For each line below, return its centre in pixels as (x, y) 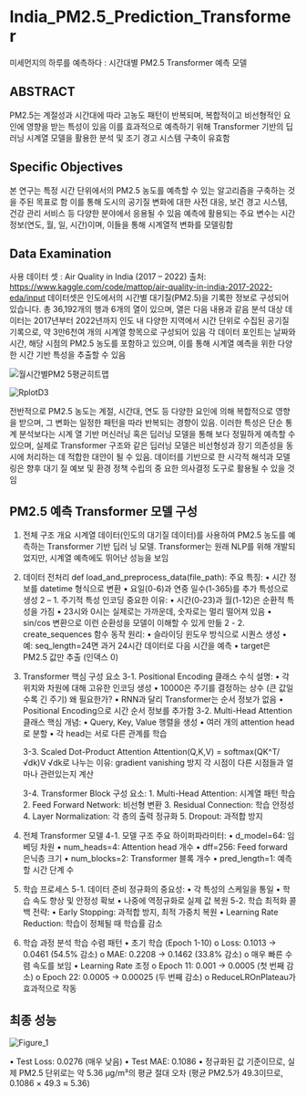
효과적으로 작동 (50, 988)
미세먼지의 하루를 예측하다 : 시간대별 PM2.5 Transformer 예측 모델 (128, 62)
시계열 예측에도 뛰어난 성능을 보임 (109, 558)
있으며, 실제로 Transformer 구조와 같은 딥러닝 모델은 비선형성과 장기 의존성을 (147, 445)
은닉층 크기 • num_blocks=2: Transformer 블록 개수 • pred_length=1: (149, 859)
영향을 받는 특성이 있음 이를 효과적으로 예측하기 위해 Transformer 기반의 (155, 126)
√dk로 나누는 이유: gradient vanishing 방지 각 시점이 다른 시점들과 (166, 763)
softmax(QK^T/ (252, 752)
